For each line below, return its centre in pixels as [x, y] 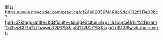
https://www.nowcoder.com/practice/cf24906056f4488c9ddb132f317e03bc [81, 12]
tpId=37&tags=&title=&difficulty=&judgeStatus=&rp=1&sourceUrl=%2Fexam [81, 22]
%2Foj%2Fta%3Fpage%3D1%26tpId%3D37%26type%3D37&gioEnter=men [81, 27]
